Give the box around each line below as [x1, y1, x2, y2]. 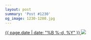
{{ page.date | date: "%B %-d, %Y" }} [5, 30, 80, 36]
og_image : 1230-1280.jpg [5, 16, 55, 21]
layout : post [5, 7, 31, 12]
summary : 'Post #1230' [5, 12, 51, 16]
